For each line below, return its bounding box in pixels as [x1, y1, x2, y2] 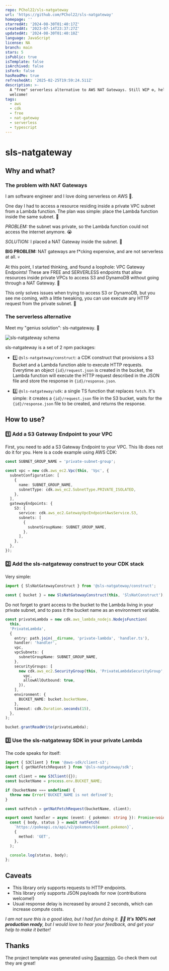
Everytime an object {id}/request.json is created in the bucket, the [12, 367, 153, 373]
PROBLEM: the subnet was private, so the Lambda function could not [5, 223, 148, 230]
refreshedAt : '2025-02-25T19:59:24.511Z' [5, 78, 94, 83]
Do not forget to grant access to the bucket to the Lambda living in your [5, 602, 153, 608]
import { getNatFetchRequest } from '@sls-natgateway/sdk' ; [5, 765, 134, 770]
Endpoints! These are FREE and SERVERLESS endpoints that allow [5, 269, 142, 275]
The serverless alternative [5, 313, 71, 320]
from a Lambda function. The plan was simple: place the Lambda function [5, 208, 158, 215]
